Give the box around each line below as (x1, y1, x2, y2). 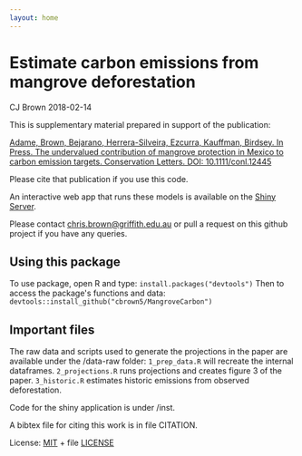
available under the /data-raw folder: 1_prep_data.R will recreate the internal (9, 355, 294, 367)
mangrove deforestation (9, 72, 197, 92)
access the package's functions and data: (9, 287, 166, 299)
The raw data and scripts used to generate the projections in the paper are (9, 346, 288, 357)
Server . (9, 200, 36, 211)
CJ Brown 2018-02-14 (9, 102, 93, 112)
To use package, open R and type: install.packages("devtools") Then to (9, 278, 285, 289)
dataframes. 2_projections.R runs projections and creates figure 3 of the (9, 365, 283, 376)
